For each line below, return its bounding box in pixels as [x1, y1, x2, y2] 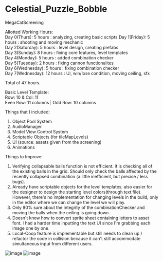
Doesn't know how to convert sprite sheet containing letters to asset [12, 215, 149, 221]
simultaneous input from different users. [12, 241, 93, 246]
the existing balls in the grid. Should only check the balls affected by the [12, 168, 157, 174]
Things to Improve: [5, 153, 43, 159]
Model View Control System [12, 129, 68, 134]
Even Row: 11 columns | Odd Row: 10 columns [5, 99, 96, 105]
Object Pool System [12, 118, 52, 124]
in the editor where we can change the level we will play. [12, 199, 126, 205]
